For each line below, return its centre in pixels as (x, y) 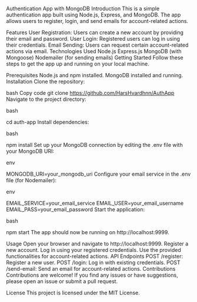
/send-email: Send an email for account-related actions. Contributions (91, 269)
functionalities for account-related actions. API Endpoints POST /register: (95, 256)
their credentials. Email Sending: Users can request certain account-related (97, 45)
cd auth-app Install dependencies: (48, 122)
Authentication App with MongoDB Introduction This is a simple (83, 9)
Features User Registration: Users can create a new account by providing (95, 32)
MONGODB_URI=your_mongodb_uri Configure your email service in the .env (98, 174)
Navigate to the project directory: (46, 99)
